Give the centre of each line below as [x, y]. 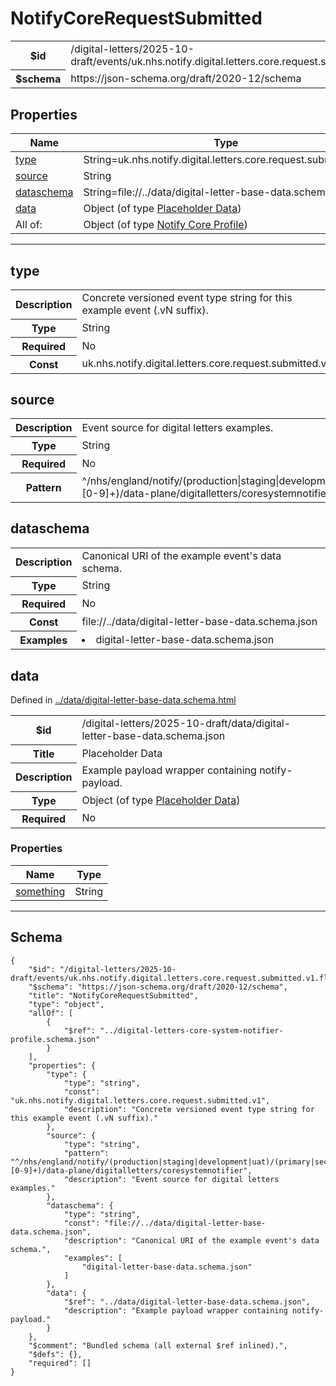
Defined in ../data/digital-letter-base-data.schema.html [123, 700]
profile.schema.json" [55, 1039]
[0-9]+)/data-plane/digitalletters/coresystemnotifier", [131, 1170]
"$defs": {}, [55, 1354]
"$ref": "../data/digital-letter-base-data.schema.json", [187, 1302]
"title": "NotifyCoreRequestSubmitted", [113, 995]
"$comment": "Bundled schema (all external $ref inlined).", [158, 1345]
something [40, 891]
